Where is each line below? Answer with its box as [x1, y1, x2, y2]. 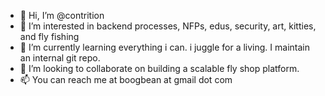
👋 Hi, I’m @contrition [19, 10, 105, 21]
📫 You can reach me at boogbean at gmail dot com [19, 74, 233, 85]
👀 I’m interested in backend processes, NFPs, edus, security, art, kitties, [19, 20, 317, 32]
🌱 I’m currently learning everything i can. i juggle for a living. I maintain [19, 41, 310, 53]
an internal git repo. [19, 52, 101, 64]
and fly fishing [19, 31, 80, 42]
